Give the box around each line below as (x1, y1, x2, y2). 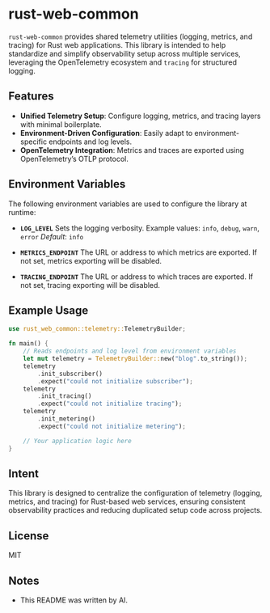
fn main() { (8, 340, 49, 348)
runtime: (8, 207, 36, 217)
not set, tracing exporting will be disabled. (19, 280, 160, 290)
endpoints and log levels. (48, 137, 133, 146)
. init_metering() (37, 415, 95, 423)
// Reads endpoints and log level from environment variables (23, 347, 237, 356)
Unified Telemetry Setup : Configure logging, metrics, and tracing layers (19, 111, 261, 120)
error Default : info (19, 231, 84, 241)
